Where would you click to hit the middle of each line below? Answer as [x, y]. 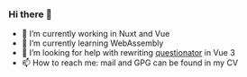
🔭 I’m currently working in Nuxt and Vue [96, 34]
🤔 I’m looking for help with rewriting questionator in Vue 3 [128, 53]
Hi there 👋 [31, 14]
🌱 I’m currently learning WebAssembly [92, 43]
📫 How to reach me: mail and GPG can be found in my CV [130, 63]
